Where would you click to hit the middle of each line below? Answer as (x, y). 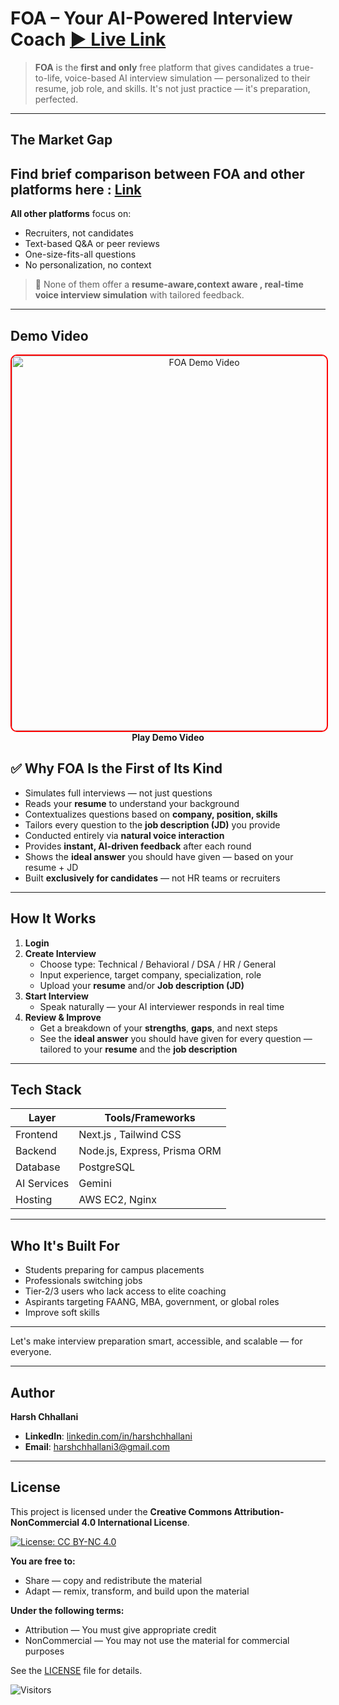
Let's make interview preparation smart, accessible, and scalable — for (156, 1341)
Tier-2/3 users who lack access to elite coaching (125, 1291)
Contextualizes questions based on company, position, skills (151, 814)
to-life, (48, 78)
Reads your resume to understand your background (132, 803)
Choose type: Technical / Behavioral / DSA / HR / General (158, 964)
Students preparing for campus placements (114, 1270)
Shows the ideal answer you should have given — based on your (159, 856)
